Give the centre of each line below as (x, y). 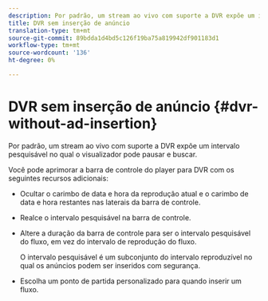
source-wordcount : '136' (49, 53)
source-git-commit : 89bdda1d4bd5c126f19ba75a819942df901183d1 (114, 38)
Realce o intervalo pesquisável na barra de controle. (105, 217)
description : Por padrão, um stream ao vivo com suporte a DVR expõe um (132, 16)
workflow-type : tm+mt (44, 46)
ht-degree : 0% (32, 61)
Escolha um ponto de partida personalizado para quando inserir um (130, 281)
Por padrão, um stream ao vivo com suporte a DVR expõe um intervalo (124, 145)
